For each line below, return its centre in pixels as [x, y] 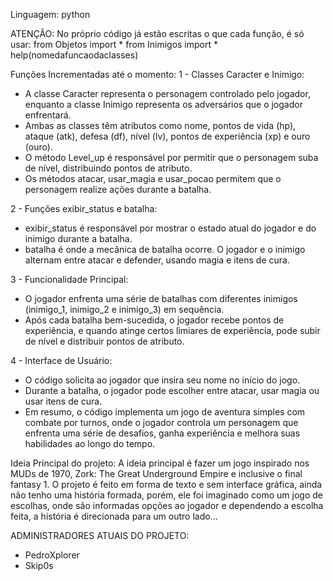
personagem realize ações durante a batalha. [118, 189]
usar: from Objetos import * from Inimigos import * [114, 44]
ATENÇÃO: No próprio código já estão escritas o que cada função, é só [157, 33]
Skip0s [39, 565]
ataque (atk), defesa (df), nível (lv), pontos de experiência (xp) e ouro [167, 136]
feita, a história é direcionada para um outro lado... [114, 516]
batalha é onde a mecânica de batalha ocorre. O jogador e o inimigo [165, 249]
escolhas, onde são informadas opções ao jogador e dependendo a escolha [167, 505]
